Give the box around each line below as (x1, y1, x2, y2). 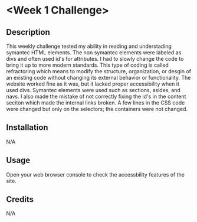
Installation (6, 122, 48, 133)
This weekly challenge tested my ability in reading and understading (6, 43, 172, 50)
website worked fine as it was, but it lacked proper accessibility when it (6, 80, 180, 87)
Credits (6, 194, 34, 204)
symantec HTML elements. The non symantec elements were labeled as (6, 49, 182, 56)
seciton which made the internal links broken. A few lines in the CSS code (6, 99, 185, 106)
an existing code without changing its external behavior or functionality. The (6, 74, 191, 81)
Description (6, 27, 50, 37)
